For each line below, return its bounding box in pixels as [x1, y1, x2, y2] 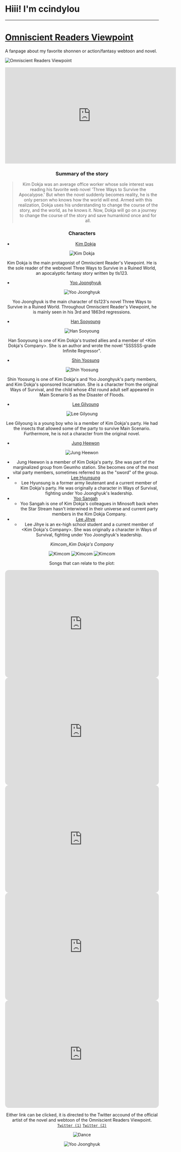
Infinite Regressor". [62, 348, 101, 354]
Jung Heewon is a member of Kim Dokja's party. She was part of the [17, 459, 155, 465]
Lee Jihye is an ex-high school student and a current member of [24, 522, 154, 528]
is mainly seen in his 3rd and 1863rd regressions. [33, 309, 131, 315]
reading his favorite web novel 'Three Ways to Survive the [30, 187, 146, 193]
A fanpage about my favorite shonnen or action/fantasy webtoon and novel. [5, 48, 157, 54]
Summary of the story [55, 170, 109, 177]
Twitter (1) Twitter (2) [57, 1123, 107, 1128]
